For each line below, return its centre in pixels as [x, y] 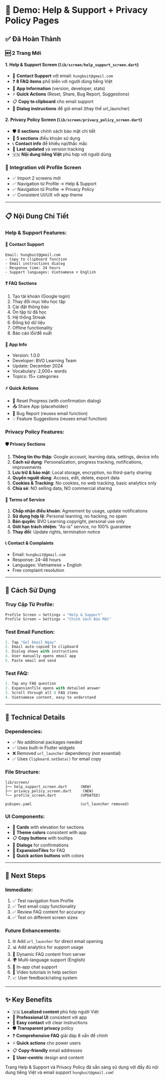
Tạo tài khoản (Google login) [41, 296]
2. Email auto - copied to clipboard [42, 647]
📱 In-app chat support [35, 967]
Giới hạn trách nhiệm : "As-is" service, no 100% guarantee [72, 526]
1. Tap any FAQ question [31, 684]
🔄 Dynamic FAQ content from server [49, 954]
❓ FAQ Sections [21, 283]
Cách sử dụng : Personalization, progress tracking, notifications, [77, 462]
